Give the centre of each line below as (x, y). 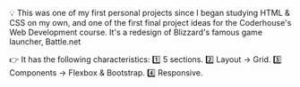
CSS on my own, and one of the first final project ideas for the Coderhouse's (150, 23)
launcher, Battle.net (45, 42)
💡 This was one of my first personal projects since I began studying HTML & (150, 13)
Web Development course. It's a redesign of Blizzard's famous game (136, 32)
